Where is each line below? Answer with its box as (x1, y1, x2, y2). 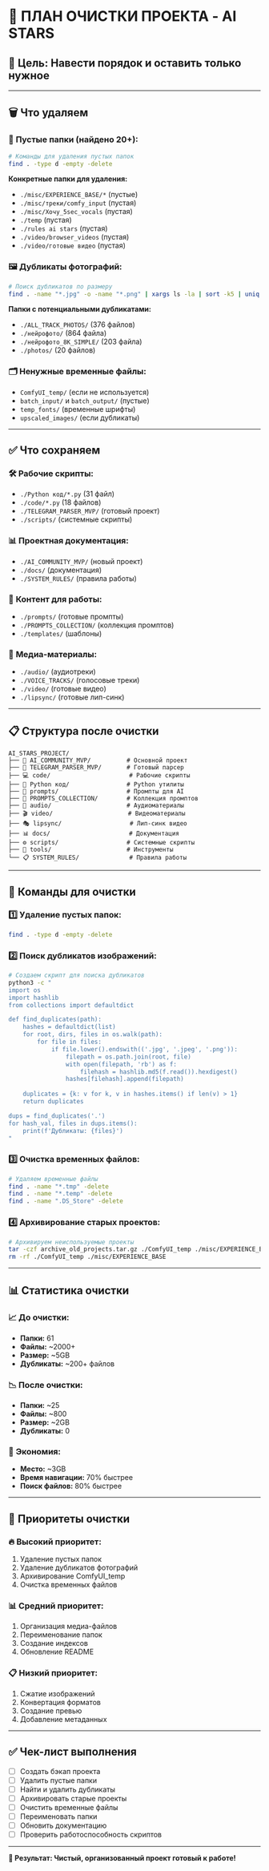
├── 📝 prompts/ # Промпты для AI (8, 788, 184, 796)
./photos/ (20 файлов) (19, 345, 96, 355)
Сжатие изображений (19, 1688, 95, 1698)
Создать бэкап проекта (19, 1766, 101, 1776)
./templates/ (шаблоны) (19, 629, 102, 639)
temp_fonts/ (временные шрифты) (19, 404, 136, 413)
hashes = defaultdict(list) (22, 1023, 116, 1031)
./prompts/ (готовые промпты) (19, 612, 124, 622)
